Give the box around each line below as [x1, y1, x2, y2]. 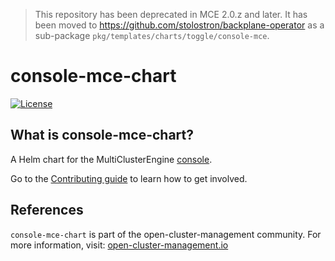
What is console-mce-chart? [10, 127, 194, 144]
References [10, 202, 84, 219]
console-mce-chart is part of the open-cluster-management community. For [10, 228, 322, 240]
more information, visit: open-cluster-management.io [10, 239, 229, 251]
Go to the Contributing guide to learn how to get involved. [10, 172, 248, 184]
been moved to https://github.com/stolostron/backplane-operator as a [34, 19, 325, 31]
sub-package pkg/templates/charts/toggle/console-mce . [34, 30, 270, 41]
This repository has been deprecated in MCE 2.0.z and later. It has [34, 9, 308, 20]
